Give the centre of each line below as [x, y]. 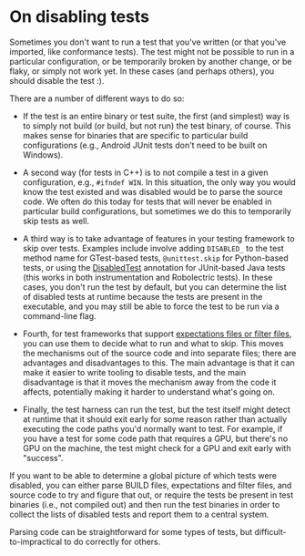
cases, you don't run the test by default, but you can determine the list [154, 287]
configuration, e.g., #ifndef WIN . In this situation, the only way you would [159, 182]
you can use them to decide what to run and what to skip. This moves [153, 343]
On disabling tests [80, 17]
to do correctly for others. [112, 541]
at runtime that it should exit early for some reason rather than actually [155, 419]
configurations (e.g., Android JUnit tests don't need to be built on [145, 145]
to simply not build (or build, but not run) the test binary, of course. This [157, 126]
